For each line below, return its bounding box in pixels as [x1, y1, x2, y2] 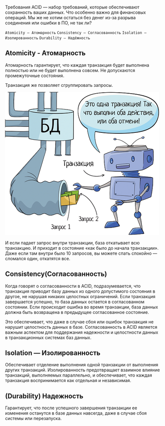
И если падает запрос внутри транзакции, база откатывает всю [5, 239, 140, 246]
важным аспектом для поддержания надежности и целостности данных [5, 329, 159, 335]
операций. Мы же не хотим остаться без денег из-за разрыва [5, 15, 136, 20]
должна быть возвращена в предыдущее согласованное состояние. [5, 309, 149, 315]
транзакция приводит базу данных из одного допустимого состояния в [5, 288, 156, 294]
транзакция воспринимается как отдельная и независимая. [5, 378, 132, 384]
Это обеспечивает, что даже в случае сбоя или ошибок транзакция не [5, 318, 154, 325]
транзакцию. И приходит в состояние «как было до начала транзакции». [5, 245, 159, 251]
